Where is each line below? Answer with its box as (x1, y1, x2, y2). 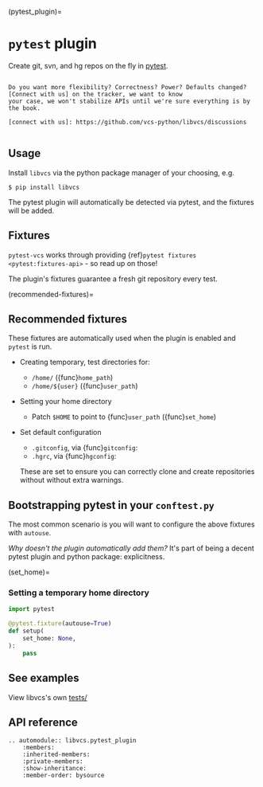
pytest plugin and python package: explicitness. (8, 552, 165, 562)
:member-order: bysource (22, 772, 105, 780)
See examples (8, 671, 79, 685)
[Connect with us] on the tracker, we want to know (8, 90, 183, 98)
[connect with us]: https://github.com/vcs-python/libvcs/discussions (8, 118, 247, 126)
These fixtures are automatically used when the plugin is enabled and (8, 334, 236, 343)
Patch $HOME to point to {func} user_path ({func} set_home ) (31, 412, 217, 421)
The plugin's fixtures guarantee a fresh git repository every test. (8, 274, 219, 284)
